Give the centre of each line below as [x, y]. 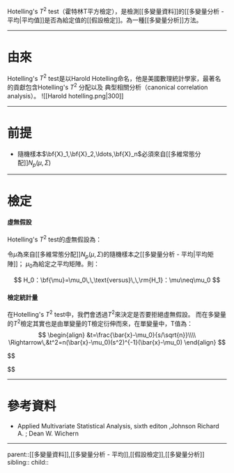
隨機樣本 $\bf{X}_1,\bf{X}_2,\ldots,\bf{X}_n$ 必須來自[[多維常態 [106, 153]
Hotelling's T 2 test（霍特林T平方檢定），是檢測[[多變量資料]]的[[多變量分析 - [116, 11]
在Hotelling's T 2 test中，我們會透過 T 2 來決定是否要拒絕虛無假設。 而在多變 [114, 314]
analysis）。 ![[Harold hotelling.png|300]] [65, 96]
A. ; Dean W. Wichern [48, 433]
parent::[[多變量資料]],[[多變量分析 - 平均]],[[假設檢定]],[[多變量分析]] [106, 454]
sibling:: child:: [28, 462]
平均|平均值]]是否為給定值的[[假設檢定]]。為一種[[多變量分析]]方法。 [105, 20]
